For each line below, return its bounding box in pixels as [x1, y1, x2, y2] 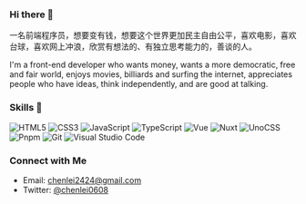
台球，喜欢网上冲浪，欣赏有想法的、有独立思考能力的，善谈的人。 [9, 41, 257, 53]
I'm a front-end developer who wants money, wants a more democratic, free [9, 59, 296, 71]
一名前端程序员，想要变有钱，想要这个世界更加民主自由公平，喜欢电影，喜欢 [9, 30, 297, 41]
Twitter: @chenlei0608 [22, 184, 109, 195]
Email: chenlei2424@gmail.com [22, 174, 142, 185]
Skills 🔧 [9, 102, 43, 114]
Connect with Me [9, 154, 87, 167]
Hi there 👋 [9, 8, 55, 21]
